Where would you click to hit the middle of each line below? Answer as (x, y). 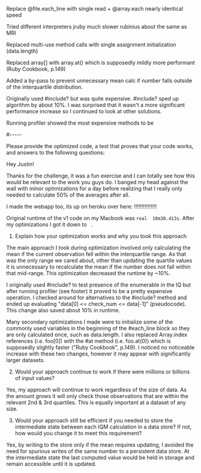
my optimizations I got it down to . (49, 225)
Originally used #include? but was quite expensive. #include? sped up (92, 99)
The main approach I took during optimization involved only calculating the (98, 248)
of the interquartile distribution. (44, 87)
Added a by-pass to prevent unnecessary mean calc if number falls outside (99, 81)
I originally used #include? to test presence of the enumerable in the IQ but (99, 285)
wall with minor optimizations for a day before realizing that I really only (94, 189)
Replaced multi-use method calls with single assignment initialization (91, 45)
